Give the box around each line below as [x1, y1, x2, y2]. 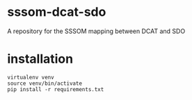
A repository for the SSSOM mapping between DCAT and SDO [7, 27, 186, 35]
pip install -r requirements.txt [7, 86, 104, 93]
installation [7, 51, 74, 67]
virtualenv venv [7, 74, 54, 81]
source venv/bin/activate [7, 80, 82, 87]
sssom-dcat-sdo [7, 4, 106, 20]
